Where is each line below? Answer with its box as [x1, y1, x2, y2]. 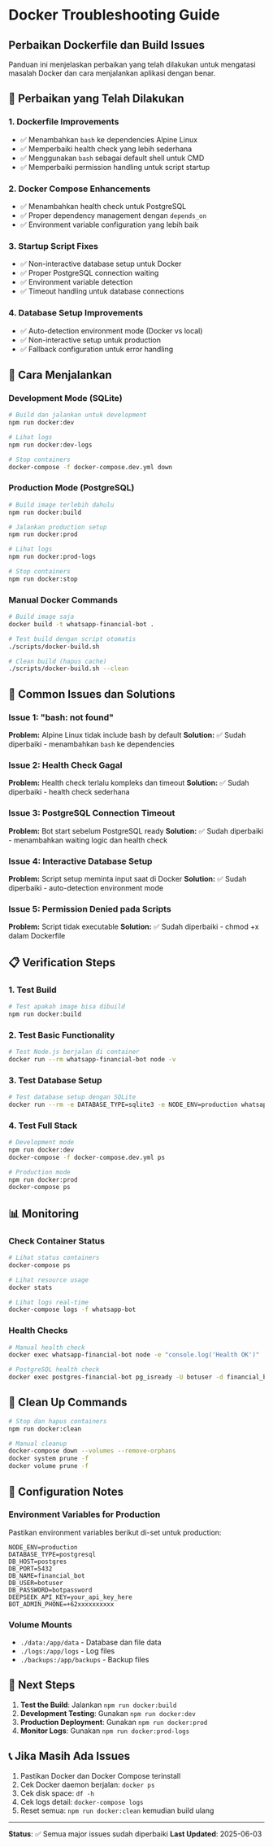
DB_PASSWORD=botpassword [8, 1586, 93, 1594]
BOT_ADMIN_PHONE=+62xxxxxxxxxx [8, 1600, 115, 1608]
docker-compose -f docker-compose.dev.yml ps [8, 1153, 165, 1161]
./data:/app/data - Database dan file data [19, 1637, 162, 1648]
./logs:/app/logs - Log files [19, 1646, 115, 1656]
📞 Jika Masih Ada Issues [8, 1749, 131, 1763]
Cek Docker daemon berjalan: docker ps [19, 1779, 155, 1789]
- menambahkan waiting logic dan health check [8, 835, 168, 845]
